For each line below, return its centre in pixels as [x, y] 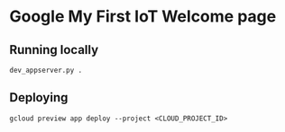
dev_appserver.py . [46, 70]
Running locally [54, 50]
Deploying [39, 97]
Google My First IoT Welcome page [143, 17]
